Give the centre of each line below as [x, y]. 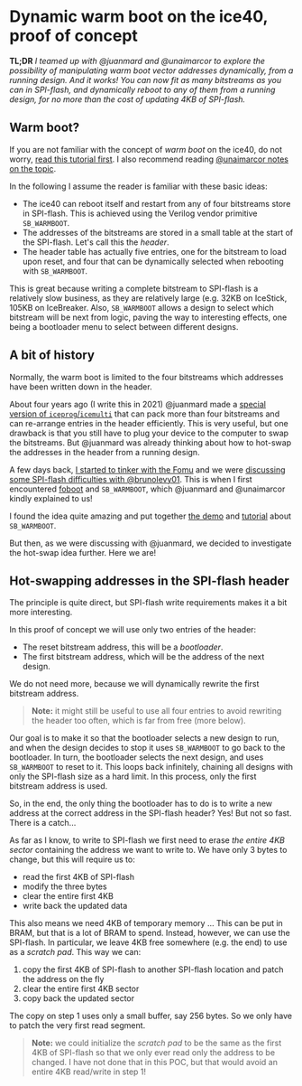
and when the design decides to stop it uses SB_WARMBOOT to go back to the [147, 748]
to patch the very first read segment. [78, 1025]
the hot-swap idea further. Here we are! [83, 552]
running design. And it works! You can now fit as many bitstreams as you [146, 80]
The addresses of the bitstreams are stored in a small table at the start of [158, 232]
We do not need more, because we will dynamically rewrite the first [134, 684]
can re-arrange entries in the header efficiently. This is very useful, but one [149, 423]
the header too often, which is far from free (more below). [138, 721]
